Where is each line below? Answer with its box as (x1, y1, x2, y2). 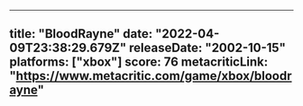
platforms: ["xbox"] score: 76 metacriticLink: (9, 55, 269, 70)
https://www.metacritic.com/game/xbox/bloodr (15, 68, 292, 84)
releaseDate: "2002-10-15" (129, 40, 286, 56)
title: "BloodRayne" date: (9, 26, 153, 41)
